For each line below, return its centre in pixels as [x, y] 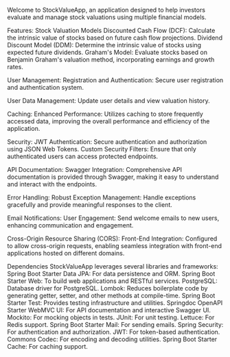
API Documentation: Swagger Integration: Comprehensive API [94, 170]
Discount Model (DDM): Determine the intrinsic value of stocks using [104, 45]
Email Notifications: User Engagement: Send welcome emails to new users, [113, 218]
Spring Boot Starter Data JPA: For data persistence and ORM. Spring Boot [111, 274]
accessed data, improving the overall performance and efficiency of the [108, 121]
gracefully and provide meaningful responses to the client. [90, 205]
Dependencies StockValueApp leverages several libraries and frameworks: [113, 266]
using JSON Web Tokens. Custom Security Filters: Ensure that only [102, 149]
